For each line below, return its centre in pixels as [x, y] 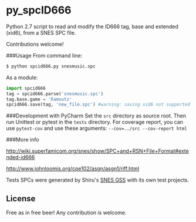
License [21, 198]
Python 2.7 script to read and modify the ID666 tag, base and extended [92, 26]
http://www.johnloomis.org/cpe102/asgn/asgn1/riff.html [73, 169]
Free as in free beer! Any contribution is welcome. [66, 213]
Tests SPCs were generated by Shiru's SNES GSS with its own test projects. [98, 180]
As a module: [22, 78]
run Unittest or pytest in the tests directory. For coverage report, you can [95, 122]
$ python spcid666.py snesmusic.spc [51, 66]
